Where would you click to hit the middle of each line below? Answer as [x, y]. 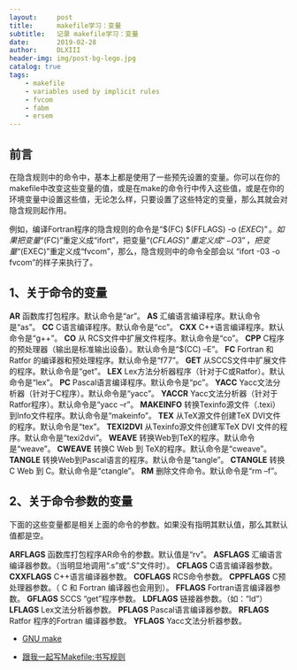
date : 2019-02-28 [53, 42]
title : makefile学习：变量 [65, 26]
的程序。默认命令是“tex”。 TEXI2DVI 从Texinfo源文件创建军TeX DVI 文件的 [145, 427]
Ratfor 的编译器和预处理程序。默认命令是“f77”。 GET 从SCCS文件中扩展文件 [148, 360]
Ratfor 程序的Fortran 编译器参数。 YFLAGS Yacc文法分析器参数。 [128, 620]
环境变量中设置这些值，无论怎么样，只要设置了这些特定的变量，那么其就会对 [148, 199]
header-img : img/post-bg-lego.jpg [73, 58]
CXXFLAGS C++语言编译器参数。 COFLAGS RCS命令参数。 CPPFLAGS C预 [148, 576]
